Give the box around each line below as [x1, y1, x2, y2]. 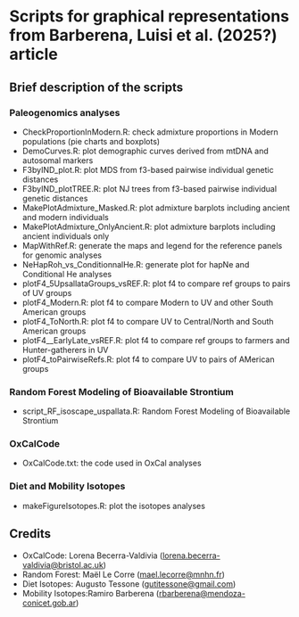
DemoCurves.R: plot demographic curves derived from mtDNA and [21, 145, 270, 156]
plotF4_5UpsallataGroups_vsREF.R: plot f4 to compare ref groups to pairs [21, 278, 291, 289]
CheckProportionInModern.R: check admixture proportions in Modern [21, 127, 278, 137]
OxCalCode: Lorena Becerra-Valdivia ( [21, 550, 163, 561]
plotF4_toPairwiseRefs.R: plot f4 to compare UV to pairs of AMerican [21, 354, 275, 365]
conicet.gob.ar [21, 597, 77, 608]
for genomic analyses [21, 250, 103, 260]
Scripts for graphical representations [9, 6, 290, 27]
